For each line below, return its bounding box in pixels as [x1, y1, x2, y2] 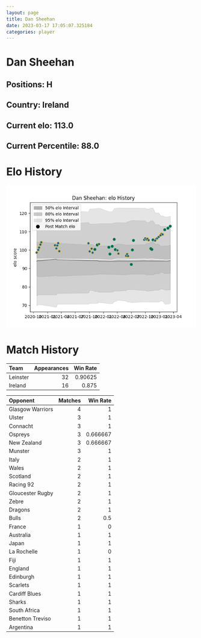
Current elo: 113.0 [6, 120, 74, 131]
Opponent [8, 396, 35, 404]
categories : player [6, 29, 55, 35]
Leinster [8, 374, 29, 381]
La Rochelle [8, 548, 38, 555]
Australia [8, 531, 31, 539]
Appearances [34, 364, 69, 372]
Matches [58, 396, 81, 404]
